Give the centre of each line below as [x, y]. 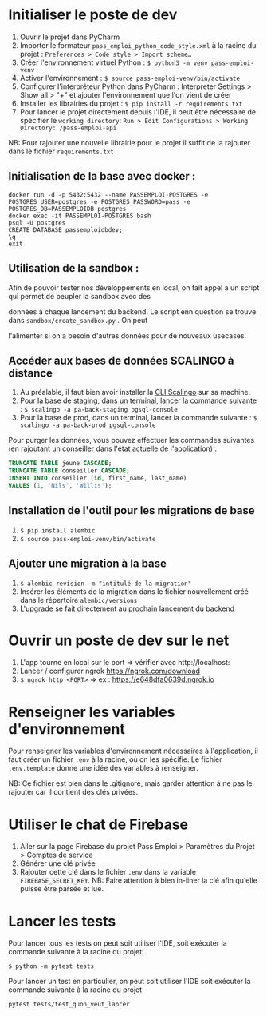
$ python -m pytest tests [51, 966]
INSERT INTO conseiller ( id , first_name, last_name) [98, 478]
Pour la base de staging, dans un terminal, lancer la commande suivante [138, 400]
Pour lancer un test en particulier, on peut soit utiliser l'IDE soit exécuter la [130, 982]
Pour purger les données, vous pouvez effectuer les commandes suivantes [132, 440]
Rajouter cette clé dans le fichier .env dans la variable [108, 872]
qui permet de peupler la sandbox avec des [80, 296]
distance [31, 373]
